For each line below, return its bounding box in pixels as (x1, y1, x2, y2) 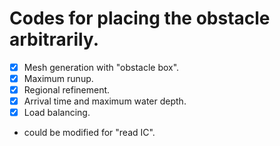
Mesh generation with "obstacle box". (23, 61, 180, 73)
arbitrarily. (9, 28, 99, 51)
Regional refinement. (23, 84, 111, 96)
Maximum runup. (23, 73, 94, 84)
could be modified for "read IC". (23, 127, 156, 139)
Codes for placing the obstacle (9, 7, 271, 30)
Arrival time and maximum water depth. (23, 95, 187, 107)
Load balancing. (23, 107, 91, 119)
